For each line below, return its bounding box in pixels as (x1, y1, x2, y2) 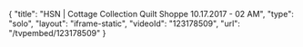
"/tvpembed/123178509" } (8, 28, 106, 38)
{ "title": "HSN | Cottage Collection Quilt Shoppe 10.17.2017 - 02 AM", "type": (8, 9, 295, 19)
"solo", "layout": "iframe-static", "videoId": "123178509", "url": (8, 18, 240, 29)
